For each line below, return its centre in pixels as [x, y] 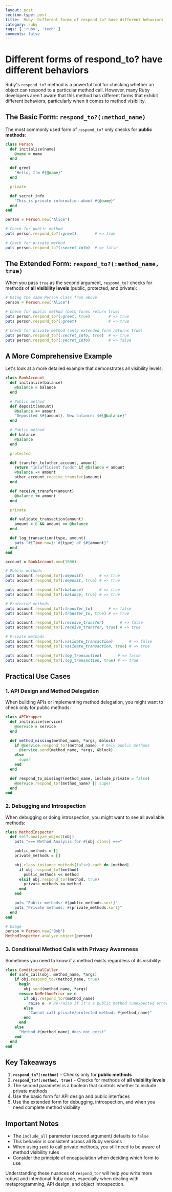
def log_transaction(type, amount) [48, 538]
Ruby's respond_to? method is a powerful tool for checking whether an [80, 84]
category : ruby [21, 24]
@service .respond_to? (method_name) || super [63, 783]
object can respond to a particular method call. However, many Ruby [78, 90]
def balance [23, 435]
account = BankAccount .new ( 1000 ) [41, 562]
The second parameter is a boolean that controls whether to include [84, 1086]
